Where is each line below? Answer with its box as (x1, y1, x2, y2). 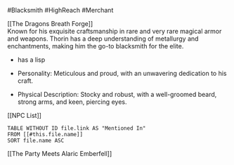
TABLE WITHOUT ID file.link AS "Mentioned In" (7, 125, 146, 132)
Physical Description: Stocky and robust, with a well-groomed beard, (17, 91, 217, 98)
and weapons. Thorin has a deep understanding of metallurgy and (7, 34, 199, 43)
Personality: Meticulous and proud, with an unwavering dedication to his (17, 70, 227, 77)
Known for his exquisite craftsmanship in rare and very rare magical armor (7, 27, 222, 35)
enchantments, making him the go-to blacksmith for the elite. (7, 42, 184, 50)
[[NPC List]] (7, 112, 42, 119)
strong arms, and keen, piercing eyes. (17, 98, 127, 106)
